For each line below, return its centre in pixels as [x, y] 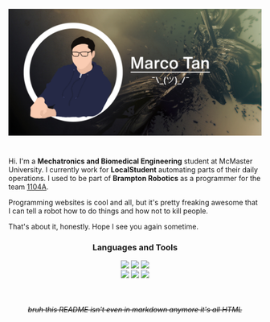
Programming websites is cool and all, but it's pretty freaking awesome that [133, 203]
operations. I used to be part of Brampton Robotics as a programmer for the [135, 179]
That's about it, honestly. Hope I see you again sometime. [104, 227]
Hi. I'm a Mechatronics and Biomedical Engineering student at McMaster [131, 161]
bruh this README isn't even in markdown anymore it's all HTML [135, 310]
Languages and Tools [135, 248]
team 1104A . [29, 187]
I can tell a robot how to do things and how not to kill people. [108, 211]
